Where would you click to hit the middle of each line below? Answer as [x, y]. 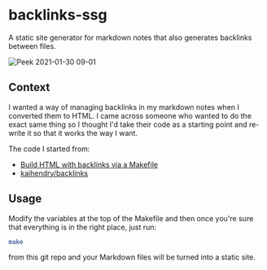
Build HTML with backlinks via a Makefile [89, 164]
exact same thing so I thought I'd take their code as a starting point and [128, 124]
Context [29, 87]
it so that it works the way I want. [83, 133]
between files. [32, 46]
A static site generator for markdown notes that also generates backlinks [130, 37]
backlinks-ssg [58, 15]
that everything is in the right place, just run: [83, 227]
